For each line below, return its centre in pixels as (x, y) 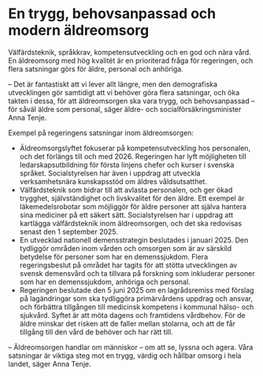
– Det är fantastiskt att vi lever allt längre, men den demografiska (113, 84)
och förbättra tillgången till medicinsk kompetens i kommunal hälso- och (137, 307)
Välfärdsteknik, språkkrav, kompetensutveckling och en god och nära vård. (130, 52)
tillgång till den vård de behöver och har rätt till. (96, 332)
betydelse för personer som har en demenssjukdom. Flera (114, 256)
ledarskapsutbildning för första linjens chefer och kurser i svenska (127, 164)
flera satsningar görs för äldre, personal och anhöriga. (96, 68)
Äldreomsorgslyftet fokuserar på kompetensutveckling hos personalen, (135, 148)
